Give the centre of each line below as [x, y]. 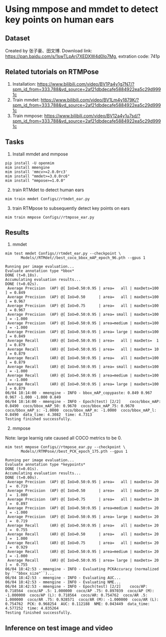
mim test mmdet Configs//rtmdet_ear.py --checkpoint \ [63, 254]
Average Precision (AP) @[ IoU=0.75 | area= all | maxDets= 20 [83, 500]
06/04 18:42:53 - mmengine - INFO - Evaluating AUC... [63, 578]
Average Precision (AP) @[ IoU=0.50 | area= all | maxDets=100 [83, 297]
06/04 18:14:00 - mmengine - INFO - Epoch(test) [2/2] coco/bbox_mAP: [83, 402]
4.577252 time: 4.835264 [32, 609]
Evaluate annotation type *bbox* [40, 271]
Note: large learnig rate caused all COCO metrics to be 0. [64, 438]
